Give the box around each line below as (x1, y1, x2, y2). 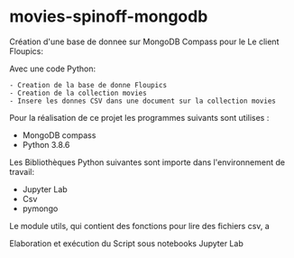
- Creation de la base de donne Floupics (9, 80, 168, 89)
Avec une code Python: (9, 63, 96, 74)
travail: (9, 166, 34, 177)
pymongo (22, 203, 59, 214)
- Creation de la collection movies (9, 88, 147, 97)
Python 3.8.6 (22, 139, 70, 150)
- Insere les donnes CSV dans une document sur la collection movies (9, 97, 277, 106)
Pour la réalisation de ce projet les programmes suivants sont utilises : (9, 112, 270, 123)
